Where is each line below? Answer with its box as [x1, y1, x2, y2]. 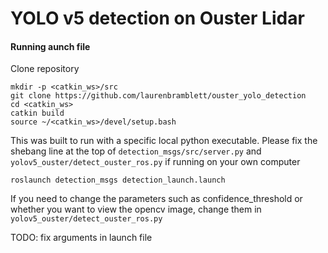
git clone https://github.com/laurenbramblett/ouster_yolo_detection [10, 91, 307, 101]
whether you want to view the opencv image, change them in [10, 203, 262, 216]
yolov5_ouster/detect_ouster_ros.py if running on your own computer [10, 156, 301, 168]
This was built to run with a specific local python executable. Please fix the [10, 135, 318, 147]
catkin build [10, 108, 65, 119]
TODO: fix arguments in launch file [10, 232, 153, 244]
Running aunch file [10, 40, 91, 52]
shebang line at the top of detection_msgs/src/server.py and [10, 145, 262, 157]
